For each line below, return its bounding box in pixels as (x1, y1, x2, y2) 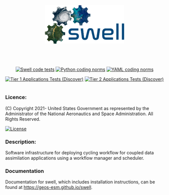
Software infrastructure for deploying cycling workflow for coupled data (5, 150, 154, 156)
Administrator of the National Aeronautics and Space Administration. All (5, 111, 153, 117)
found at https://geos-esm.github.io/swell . (5, 184, 93, 190)
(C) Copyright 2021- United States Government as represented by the (5, 105, 149, 111)
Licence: (5, 94, 27, 101)
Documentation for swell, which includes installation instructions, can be (5, 179, 155, 185)
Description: (5, 138, 36, 145)
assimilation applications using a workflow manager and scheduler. (5, 155, 144, 161)
